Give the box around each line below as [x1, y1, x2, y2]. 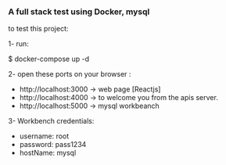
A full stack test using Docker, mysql [8, 6, 150, 17]
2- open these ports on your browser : [8, 70, 131, 79]
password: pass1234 [19, 140, 87, 149]
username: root [19, 131, 70, 141]
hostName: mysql [19, 148, 77, 158]
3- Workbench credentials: [8, 117, 95, 126]
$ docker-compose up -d [8, 54, 90, 64]
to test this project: [8, 24, 69, 34]
